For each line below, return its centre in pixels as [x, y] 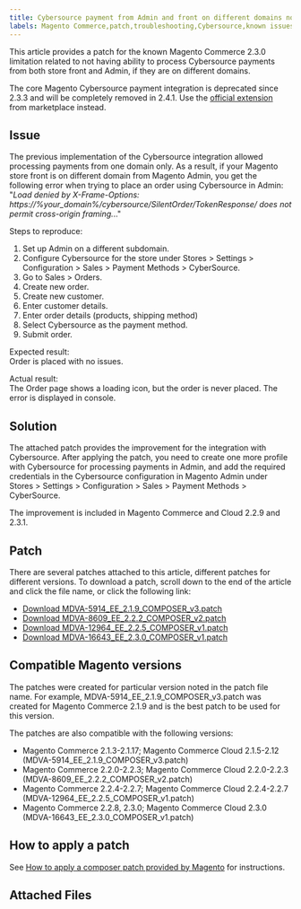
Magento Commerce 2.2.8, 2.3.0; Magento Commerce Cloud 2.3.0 [144, 808]
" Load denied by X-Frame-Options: [75, 195]
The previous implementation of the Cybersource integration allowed [136, 157]
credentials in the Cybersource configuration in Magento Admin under [139, 476]
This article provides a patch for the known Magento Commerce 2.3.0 [138, 51]
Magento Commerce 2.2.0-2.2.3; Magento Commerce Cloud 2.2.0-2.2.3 [155, 769]
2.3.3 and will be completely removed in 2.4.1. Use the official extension [141, 97]
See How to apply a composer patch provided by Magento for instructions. [147, 867]
